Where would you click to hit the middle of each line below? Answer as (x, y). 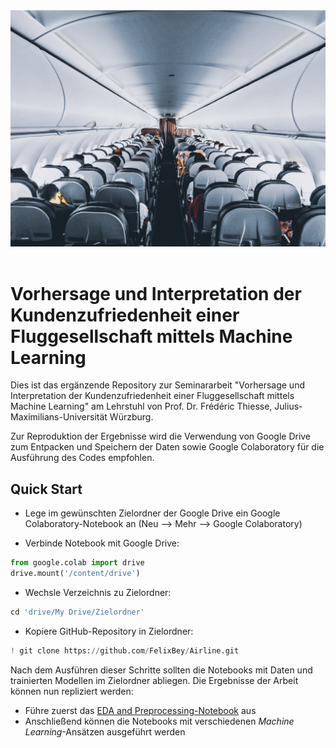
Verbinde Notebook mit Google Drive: (102, 543)
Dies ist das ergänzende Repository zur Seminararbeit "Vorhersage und (157, 385)
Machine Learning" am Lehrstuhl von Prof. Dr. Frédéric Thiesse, (141, 406)
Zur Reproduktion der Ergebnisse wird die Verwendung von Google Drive (161, 436)
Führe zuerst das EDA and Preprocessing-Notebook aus (140, 710)
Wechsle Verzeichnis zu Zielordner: (98, 592)
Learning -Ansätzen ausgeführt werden (105, 731)
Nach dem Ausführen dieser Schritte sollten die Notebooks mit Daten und (161, 670)
